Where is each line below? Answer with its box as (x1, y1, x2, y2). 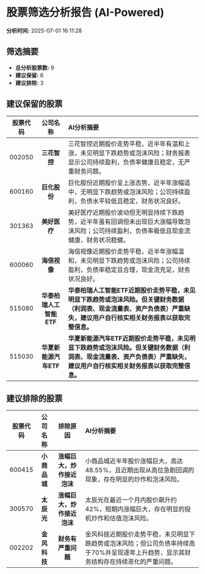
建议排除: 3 (15, 79, 44, 86)
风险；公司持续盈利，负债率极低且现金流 (74, 227, 190, 235)
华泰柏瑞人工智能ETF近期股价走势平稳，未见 (68, 286, 196, 294)
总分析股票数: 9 (15, 64, 55, 71)
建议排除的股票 (6, 393, 63, 404)
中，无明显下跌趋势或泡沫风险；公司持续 (68, 187, 184, 196)
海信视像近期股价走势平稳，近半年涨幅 (68, 247, 178, 255)
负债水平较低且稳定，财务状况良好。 (80, 197, 184, 205)
